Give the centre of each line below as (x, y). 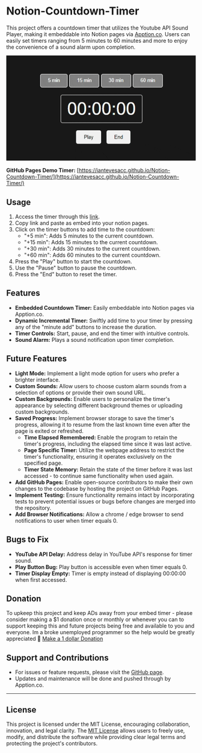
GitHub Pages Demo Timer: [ (43, 171)
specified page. (43, 463)
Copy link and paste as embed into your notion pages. (82, 223)
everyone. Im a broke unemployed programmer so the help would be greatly (100, 632)
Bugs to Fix (28, 540)
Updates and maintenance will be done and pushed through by (93, 679)
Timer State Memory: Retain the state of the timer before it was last (108, 469)
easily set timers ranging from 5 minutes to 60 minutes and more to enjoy (97, 40)
